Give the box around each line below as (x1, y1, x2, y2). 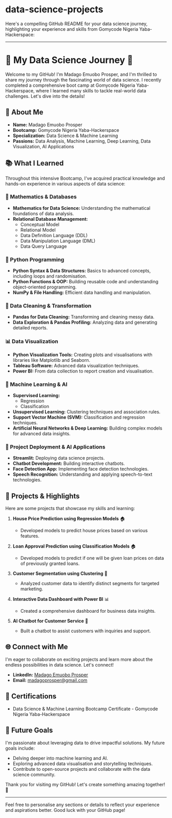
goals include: (5, 745, 35, 751)
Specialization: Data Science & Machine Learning (12, 132, 118, 139)
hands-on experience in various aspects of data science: (5, 181, 125, 187)
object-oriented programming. (12, 284, 77, 290)
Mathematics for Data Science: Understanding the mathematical (12, 205, 150, 211)
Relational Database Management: (12, 216, 88, 222)
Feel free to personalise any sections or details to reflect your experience (5, 802, 160, 808)
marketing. (20, 586, 44, 592)
